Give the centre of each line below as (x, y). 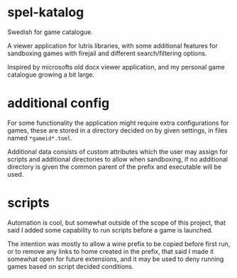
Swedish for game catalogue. (50, 32)
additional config (59, 103)
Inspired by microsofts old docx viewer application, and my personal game (116, 67)
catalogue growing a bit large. (51, 74)
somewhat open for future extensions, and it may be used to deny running (116, 259)
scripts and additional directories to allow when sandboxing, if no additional (118, 159)
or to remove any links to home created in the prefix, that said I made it (111, 251)
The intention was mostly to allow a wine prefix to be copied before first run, (119, 244)
